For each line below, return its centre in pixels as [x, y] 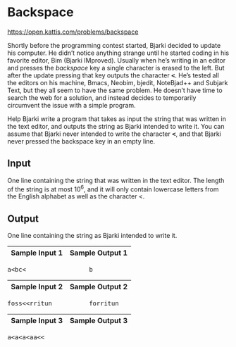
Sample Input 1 [37, 253]
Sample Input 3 [37, 321]
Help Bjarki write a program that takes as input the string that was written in [117, 119]
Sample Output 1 [99, 253]
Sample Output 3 [99, 321]
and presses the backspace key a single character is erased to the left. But [116, 68]
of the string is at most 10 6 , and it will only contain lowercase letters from [113, 189]
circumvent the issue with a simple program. [72, 105]
